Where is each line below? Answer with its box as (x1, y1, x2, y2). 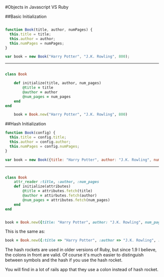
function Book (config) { (5, 130, 56, 136)
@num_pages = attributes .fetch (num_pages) (22, 198, 110, 202)
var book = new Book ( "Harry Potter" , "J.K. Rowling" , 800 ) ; (5, 54, 130, 59)
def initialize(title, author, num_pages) (14, 80, 102, 86)
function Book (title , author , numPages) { (5, 27, 93, 32)
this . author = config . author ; (9, 139, 71, 144)
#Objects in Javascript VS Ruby (5, 4, 69, 10)
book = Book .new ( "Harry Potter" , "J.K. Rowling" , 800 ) (14, 112, 128, 117)
